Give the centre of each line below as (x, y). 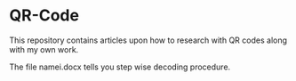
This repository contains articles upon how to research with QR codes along (148, 40)
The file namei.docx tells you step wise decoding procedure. (120, 67)
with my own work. (44, 49)
